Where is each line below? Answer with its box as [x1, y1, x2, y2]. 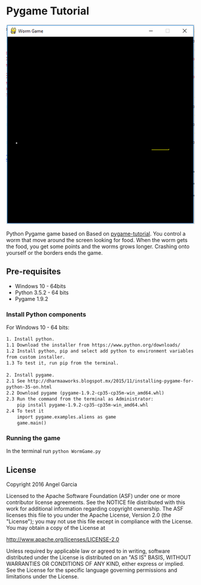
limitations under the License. [6, 572, 79, 580]
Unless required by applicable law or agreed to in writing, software [6, 547, 170, 554]
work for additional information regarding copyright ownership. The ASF [6, 505, 184, 512]
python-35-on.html [6, 384, 52, 390]
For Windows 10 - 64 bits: [6, 324, 70, 331]
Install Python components [6, 310, 87, 318]
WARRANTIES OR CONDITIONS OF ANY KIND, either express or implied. [6, 560, 184, 567]
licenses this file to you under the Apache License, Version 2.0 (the [6, 511, 172, 518]
